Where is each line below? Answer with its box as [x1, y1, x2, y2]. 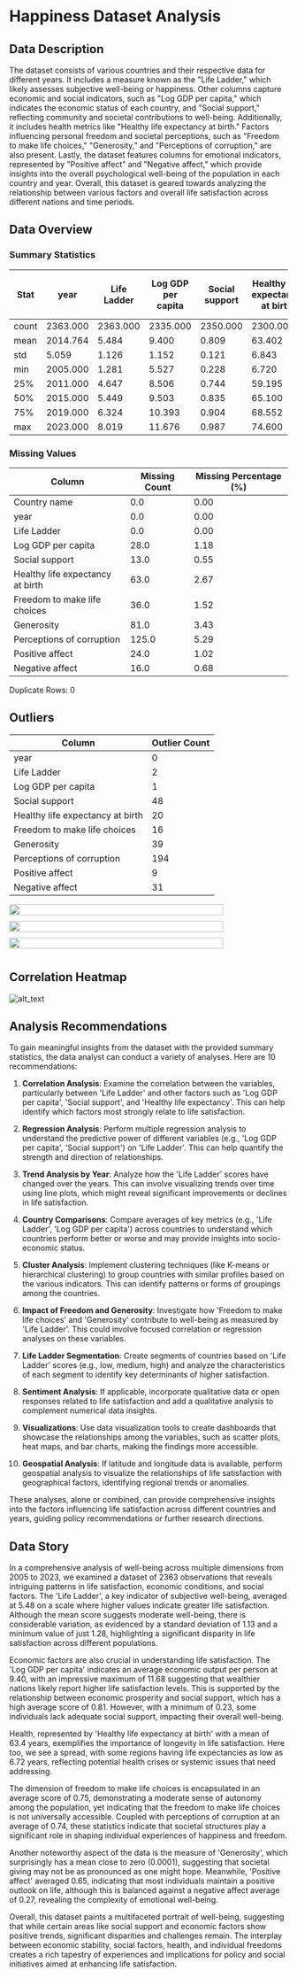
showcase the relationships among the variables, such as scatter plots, [21, 1432, 281, 1442]
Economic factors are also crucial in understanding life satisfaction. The [9, 1655, 270, 1665]
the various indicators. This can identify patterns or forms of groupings [21, 1279, 281, 1289]
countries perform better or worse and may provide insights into [21, 1233, 256, 1244]
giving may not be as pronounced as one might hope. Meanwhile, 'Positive [9, 1866, 281, 1877]
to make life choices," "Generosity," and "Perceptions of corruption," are [9, 140, 272, 151]
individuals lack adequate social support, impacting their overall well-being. [9, 1711, 285, 1722]
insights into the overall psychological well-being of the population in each [9, 168, 280, 179]
